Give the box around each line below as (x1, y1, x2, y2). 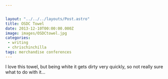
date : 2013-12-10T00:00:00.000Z (5, 26, 74, 31)
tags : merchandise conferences (5, 49, 72, 55)
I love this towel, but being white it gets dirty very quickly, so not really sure (5, 63, 163, 69)
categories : (5, 35, 31, 41)
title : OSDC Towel (5, 21, 44, 26)
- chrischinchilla (7, 45, 47, 50)
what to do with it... (5, 69, 46, 75)
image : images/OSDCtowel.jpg (5, 31, 67, 36)
